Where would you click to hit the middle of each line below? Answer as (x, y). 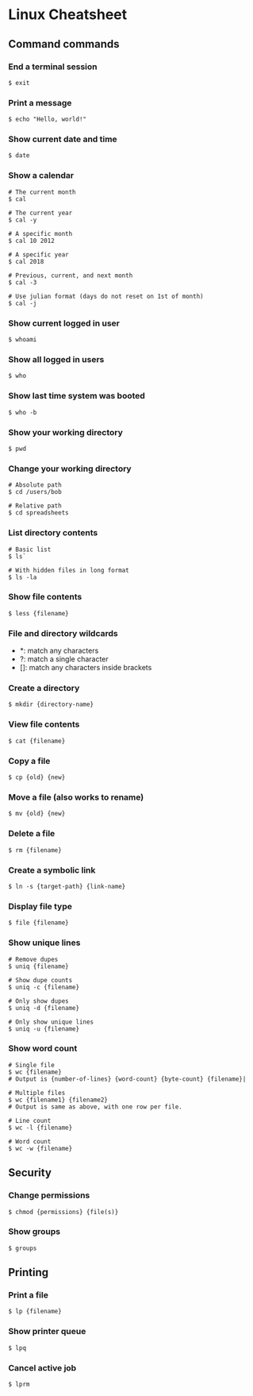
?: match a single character (64, 659)
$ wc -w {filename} (40, 1148)
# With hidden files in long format (69, 570)
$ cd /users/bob (35, 492)
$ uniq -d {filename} (44, 1008)
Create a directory (44, 688)
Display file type (40, 906)
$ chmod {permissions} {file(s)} (63, 1212)
